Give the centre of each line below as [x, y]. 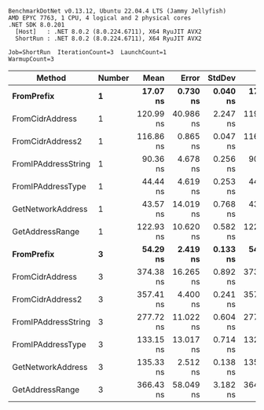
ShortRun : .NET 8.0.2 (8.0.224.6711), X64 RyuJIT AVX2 [108, 38]
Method [51, 78]
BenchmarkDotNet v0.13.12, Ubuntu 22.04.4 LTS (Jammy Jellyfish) [117, 11]
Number [114, 78]
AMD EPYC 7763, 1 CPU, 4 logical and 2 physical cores [100, 18]
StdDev [222, 78]
